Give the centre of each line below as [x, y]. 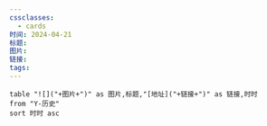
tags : [19, 68]
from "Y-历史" [35, 103]
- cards [32, 26]
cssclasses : [32, 18]
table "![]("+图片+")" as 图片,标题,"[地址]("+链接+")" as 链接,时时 [133, 94]
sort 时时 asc [35, 113]
